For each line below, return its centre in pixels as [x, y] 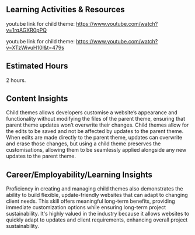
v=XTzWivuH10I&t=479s [35, 47]
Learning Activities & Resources [65, 10]
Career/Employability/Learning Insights [79, 174]
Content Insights [37, 99]
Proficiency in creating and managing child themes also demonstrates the [95, 189]
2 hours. [16, 80]
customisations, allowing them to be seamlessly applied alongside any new [96, 150]
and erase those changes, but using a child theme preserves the [83, 144]
